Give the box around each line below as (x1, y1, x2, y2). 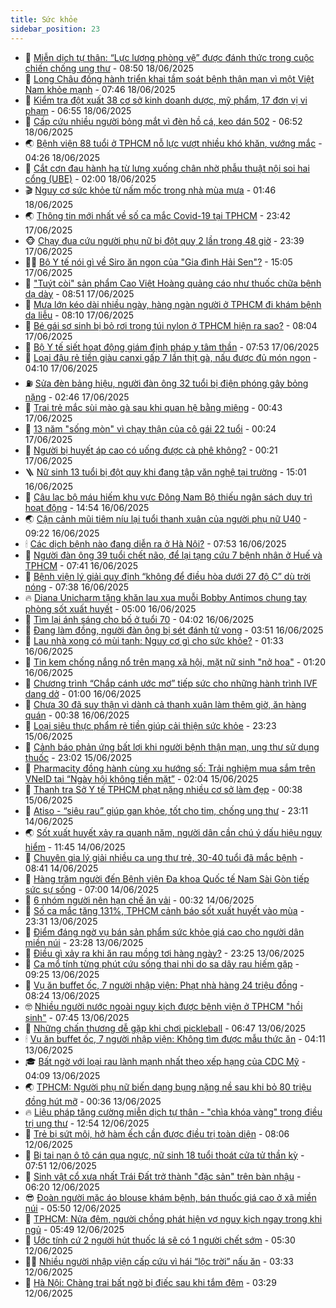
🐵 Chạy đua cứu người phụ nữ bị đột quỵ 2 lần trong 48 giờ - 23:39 (24, 234, 305, 246)
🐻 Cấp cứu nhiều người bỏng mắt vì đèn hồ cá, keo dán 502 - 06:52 (24, 115, 303, 127)
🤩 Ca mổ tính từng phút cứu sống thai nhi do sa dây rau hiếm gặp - (24, 957, 300, 970)
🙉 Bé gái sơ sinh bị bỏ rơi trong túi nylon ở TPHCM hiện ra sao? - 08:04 (24, 319, 318, 331)
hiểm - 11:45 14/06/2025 (24, 841, 126, 853)
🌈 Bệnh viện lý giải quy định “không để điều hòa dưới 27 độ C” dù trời (24, 570, 312, 582)
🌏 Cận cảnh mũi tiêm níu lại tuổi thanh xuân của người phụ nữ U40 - (24, 512, 308, 525)
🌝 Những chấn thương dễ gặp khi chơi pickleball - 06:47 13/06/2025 (24, 1022, 307, 1034)
